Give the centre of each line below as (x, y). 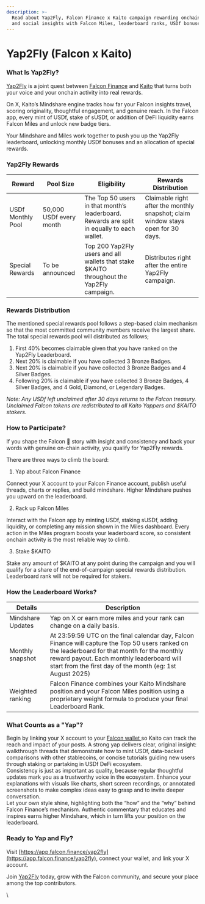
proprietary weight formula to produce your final (119, 699)
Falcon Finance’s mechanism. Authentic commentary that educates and (96, 809)
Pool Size (60, 184)
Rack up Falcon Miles (42, 508)
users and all (103, 254)
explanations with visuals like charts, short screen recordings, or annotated (101, 784)
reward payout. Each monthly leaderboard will (116, 658)
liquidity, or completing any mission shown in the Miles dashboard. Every (98, 527)
